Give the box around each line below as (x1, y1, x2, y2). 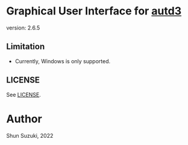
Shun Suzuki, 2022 (6, 132, 54, 139)
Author (6, 112, 42, 126)
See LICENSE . (6, 91, 41, 98)
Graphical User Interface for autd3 (6, 4, 182, 18)
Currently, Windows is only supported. (14, 57, 111, 64)
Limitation (6, 42, 45, 52)
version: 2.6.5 (6, 24, 40, 31)
